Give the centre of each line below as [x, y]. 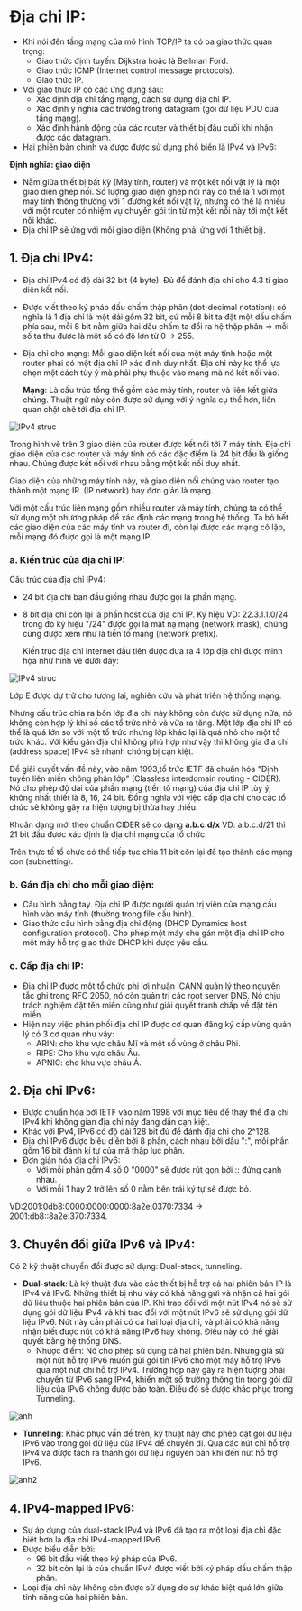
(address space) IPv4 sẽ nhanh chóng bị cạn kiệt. [101, 751]
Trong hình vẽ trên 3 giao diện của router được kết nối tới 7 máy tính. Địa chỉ [150, 444]
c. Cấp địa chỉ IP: [46, 966]
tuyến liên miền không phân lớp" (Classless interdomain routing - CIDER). [145, 778]
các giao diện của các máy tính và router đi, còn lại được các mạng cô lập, [147, 527]
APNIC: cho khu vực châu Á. [89, 1063]
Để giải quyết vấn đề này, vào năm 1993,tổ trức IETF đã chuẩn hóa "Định [144, 769]
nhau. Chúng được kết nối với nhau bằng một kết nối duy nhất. [125, 463]
